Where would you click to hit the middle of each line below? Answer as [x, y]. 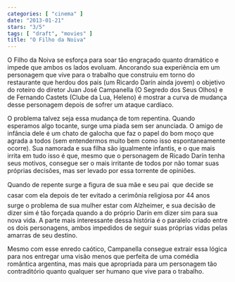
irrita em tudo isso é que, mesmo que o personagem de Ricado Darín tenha [116, 156]
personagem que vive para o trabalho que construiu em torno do [101, 75]
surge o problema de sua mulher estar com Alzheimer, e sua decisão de [112, 205]
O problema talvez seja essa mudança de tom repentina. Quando [101, 118]
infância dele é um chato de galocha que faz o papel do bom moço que [111, 134]
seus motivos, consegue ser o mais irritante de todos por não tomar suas [113, 163]
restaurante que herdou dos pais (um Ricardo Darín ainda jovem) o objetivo [116, 82]
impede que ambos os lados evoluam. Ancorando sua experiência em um [114, 68]
